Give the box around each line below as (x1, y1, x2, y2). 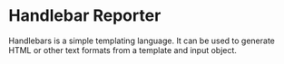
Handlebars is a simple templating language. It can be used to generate (8, 35, 276, 46)
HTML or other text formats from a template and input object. (8, 44, 238, 55)
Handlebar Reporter (8, 5, 162, 26)
